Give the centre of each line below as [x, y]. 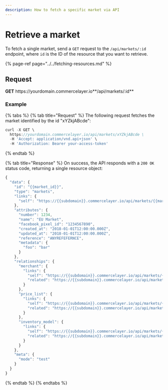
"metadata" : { [33, 243]
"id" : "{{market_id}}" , [39, 187]
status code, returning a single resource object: [54, 168]
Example [16, 104]
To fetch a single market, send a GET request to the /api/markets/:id [76, 49]
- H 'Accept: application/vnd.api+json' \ [53, 139]
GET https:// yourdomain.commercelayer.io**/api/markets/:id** [69, 91]
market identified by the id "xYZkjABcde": [48, 120]
